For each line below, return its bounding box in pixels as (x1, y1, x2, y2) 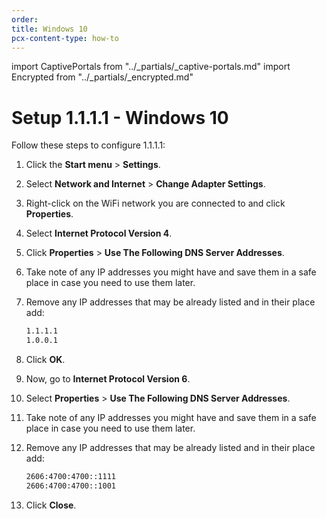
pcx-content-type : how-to (11, 33, 119, 43)
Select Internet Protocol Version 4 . (25, 227, 173, 240)
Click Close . (25, 499, 77, 511)
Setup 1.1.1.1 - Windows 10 (11, 106, 229, 129)
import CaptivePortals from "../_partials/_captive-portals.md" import (11, 61, 291, 73)
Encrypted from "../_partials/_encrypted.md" (11, 71, 194, 83)
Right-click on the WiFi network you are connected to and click (25, 197, 286, 210)
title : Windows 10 (11, 24, 88, 34)
